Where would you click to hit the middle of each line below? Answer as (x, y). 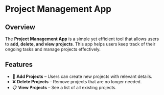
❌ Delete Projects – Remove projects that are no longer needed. (77, 81)
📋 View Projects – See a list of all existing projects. (64, 87)
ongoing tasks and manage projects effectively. (53, 49)
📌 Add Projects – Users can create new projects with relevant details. (82, 76)
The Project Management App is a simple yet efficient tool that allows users (82, 39)
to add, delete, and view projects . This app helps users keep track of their (80, 44)
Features (19, 65)
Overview (20, 27)
